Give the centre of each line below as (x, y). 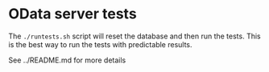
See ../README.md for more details (67, 60)
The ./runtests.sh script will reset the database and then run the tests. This (134, 36)
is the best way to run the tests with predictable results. (100, 44)
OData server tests (72, 14)
